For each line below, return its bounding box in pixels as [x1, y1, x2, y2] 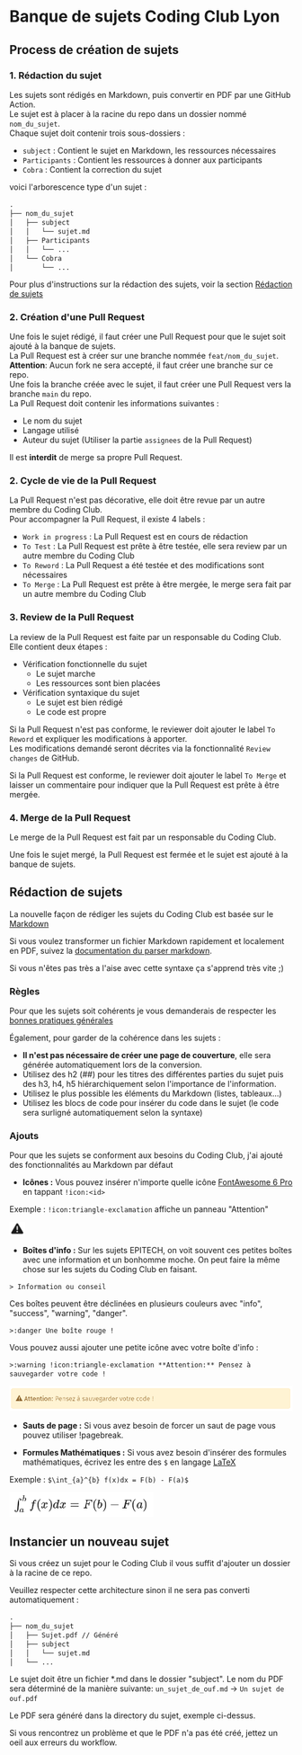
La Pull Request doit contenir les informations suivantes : [9, 398, 219, 409]
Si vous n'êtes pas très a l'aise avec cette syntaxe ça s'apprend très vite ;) [9, 962, 285, 973]
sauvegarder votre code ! [9, 1369, 106, 1379]
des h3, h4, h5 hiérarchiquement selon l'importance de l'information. [22, 1079, 277, 1090]
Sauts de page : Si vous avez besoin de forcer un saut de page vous [22, 1420, 276, 1430]
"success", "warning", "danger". [9, 1308, 129, 1319]
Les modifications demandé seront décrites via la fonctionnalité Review [9, 743, 271, 753]
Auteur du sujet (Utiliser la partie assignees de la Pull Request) [22, 434, 253, 446]
